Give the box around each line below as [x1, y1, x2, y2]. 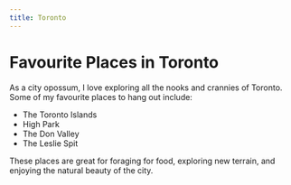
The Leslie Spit [22, 137, 79, 149]
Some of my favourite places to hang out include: [9, 91, 192, 102]
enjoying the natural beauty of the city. [9, 164, 154, 176]
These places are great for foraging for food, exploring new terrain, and [9, 155, 276, 166]
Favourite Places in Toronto [9, 51, 220, 72]
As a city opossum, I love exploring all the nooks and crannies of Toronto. [9, 82, 283, 93]
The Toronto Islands [22, 109, 98, 120]
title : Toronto [9, 13, 67, 23]
